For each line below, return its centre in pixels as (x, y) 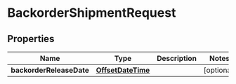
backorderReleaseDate (50, 70)
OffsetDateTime (123, 70)
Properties (31, 39)
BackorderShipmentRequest (92, 13)
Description (177, 58)
